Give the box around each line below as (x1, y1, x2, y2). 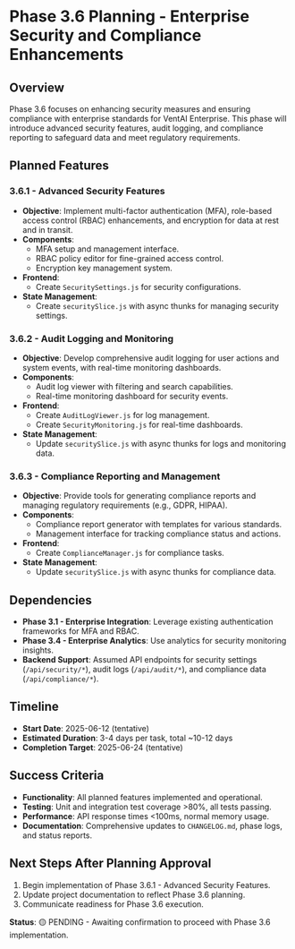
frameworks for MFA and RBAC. (21, 626, 140, 637)
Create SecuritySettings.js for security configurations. (35, 281, 241, 292)
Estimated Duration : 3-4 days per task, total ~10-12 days (21, 732, 233, 743)
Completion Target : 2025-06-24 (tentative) (21, 741, 183, 753)
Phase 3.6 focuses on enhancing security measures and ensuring (9, 104, 251, 114)
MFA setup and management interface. (35, 244, 180, 254)
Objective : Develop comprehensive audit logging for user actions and (21, 352, 280, 363)
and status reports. (21, 830, 93, 841)
